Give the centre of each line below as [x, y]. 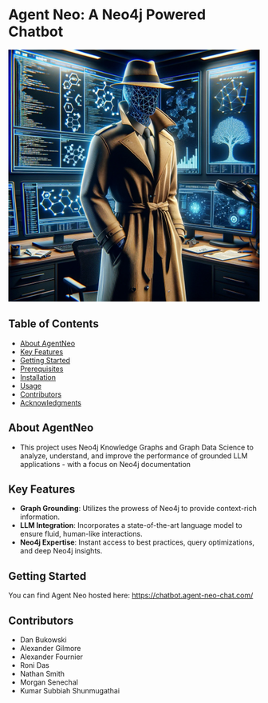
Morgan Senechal [49, 682]
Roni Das [34, 665]
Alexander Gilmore [50, 648]
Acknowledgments [51, 402]
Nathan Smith [42, 674]
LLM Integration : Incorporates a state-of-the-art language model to [131, 525]
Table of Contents [54, 324]
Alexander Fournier [51, 657]
